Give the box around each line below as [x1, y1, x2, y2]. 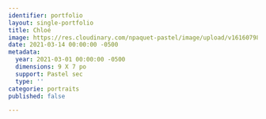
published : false [8, 92, 66, 100]
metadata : [8, 48, 41, 56]
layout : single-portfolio [8, 19, 93, 27]
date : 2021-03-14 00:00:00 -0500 [8, 41, 119, 49]
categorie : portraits [8, 84, 80, 93]
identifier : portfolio [8, 11, 83, 20]
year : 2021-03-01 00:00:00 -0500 [15, 56, 126, 64]
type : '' [15, 77, 44, 85]
